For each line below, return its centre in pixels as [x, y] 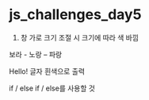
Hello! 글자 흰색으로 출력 [47, 71]
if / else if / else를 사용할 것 [52, 88]
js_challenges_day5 [75, 15]
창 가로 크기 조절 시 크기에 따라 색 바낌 [80, 37]
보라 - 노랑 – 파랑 [36, 54]
